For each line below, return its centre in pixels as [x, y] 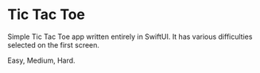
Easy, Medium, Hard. [42, 60]
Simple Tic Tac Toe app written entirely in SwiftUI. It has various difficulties [130, 36]
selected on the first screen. [54, 44]
